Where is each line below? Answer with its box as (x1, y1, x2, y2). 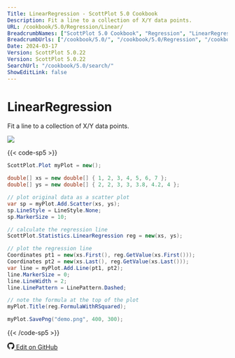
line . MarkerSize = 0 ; (7, 271, 71, 278)
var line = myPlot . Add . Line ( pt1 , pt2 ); (7, 264, 124, 271)
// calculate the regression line (7, 226, 108, 233)
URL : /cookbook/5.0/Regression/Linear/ (7, 23, 124, 30)
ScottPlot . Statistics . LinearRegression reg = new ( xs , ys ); (7, 232, 183, 240)
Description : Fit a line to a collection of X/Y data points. (7, 17, 192, 24)
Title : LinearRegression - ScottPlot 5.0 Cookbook (7, 10, 158, 17)
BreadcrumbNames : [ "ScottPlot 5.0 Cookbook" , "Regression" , (7, 29, 187, 37)
